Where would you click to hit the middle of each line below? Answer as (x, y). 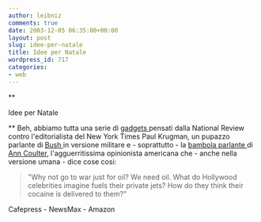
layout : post (30, 38)
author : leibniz (35, 15)
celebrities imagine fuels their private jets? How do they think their (135, 185)
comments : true (33, 23)
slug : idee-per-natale (45, 45)
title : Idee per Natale (47, 52)
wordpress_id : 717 (38, 60)
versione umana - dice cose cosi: (62, 161)
